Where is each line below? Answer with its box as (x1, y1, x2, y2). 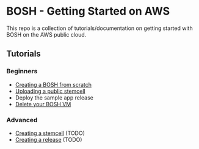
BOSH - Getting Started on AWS (6, 4, 170, 18)
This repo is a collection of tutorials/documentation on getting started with (6, 24, 194, 32)
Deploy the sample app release (15, 93, 93, 101)
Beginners (6, 67, 38, 76)
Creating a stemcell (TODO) (15, 129, 85, 137)
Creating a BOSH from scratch (15, 81, 92, 88)
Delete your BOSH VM (15, 100, 71, 107)
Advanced (6, 115, 38, 124)
